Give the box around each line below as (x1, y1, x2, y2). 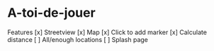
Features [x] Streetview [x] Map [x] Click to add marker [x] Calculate (7, 28, 208, 36)
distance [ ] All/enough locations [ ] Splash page (7, 35, 149, 43)
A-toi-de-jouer (7, 5, 96, 21)
